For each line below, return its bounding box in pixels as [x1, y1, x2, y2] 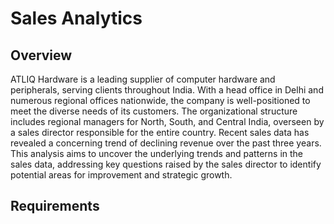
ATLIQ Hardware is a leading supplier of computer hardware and [10, 73, 276, 85]
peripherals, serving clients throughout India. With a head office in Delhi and [10, 84, 324, 96]
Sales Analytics [10, 7, 143, 30]
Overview [10, 47, 73, 64]
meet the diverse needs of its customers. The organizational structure [10, 105, 298, 117]
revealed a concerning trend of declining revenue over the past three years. [10, 137, 322, 149]
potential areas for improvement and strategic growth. [10, 169, 233, 181]
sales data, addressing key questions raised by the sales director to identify [10, 158, 322, 170]
